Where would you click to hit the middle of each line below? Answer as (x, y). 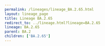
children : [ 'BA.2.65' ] (27, 36)
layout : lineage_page (26, 14)
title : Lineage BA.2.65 (29, 18)
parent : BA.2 (18, 32)
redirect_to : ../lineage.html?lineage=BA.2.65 (52, 23)
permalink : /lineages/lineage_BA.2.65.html (49, 9)
